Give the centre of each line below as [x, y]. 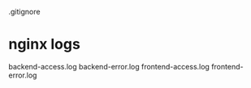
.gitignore [24, 12]
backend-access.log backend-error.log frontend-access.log [109, 66]
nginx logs [45, 44]
